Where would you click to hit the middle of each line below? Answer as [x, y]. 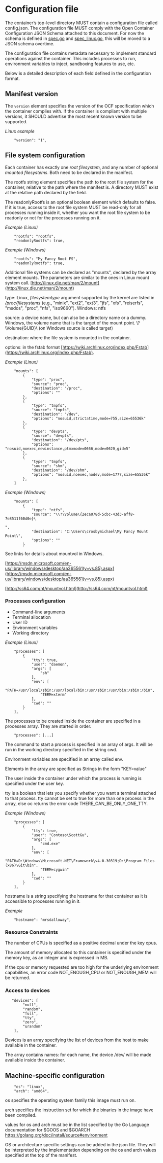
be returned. [18, 978]
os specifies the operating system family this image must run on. [70, 1100]
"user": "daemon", [50, 664]
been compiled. [21, 1115]
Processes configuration [35, 601]
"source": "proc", [50, 384]
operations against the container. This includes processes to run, [71, 58]
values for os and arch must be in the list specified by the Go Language [77, 1125]
